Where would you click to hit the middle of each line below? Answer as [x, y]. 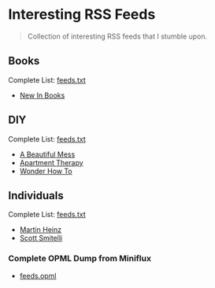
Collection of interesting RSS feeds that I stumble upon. [117, 36]
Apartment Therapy [52, 162]
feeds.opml [38, 275]
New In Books [42, 95]
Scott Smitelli [41, 238]
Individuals [36, 196]
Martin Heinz [40, 230]
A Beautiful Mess [47, 154]
